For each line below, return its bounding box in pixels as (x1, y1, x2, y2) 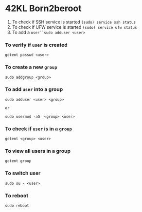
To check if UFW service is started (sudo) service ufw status (12, 24, 137, 30)
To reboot (5, 192, 28, 199)
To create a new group (5, 64, 57, 71)
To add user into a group (5, 86, 63, 93)
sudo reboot (5, 203, 29, 208)
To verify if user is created (5, 41, 68, 48)
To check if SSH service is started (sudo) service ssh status (12, 19, 136, 25)
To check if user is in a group (5, 125, 72, 132)
